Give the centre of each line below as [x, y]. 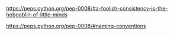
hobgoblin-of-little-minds [37, 15]
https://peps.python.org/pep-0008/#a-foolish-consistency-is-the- [87, 8]
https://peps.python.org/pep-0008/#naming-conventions [76, 26]
